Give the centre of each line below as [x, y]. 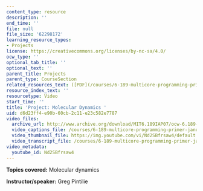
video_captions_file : [39, 130]
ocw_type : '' [23, 57]
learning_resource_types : [39, 40]
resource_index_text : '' [37, 91]
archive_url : [28, 125]
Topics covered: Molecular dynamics [53, 169]
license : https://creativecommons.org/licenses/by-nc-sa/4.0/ [86, 51]
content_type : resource [36, 12]
